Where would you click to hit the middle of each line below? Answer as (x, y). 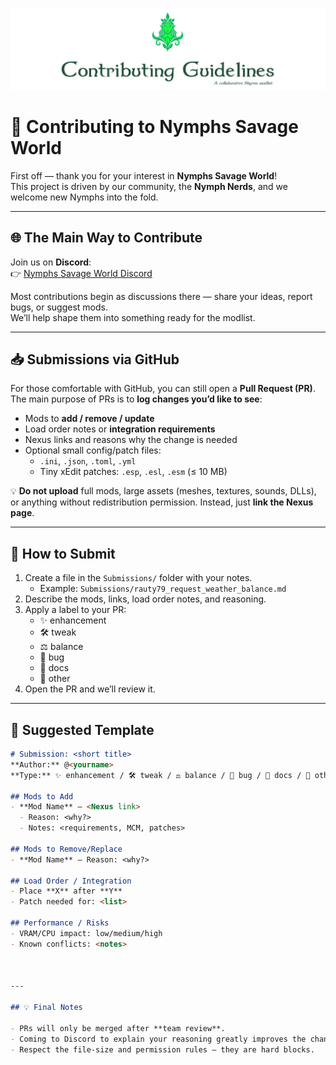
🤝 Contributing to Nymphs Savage (154, 127)
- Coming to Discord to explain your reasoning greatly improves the (158, 1039)
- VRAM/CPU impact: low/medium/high (86, 933)
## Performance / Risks (60, 923)
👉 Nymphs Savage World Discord (81, 273)
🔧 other (55, 679)
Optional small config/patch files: (93, 450)
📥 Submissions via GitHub (95, 359)
